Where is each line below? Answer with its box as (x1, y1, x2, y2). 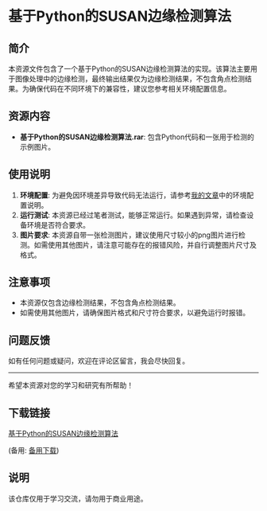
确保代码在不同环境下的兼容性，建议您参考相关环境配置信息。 (29, 84, 231, 93)
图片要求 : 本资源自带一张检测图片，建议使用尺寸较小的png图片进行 (19, 230, 239, 240)
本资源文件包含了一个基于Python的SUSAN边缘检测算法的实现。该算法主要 (8, 64, 251, 73)
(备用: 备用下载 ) (8, 446, 60, 455)
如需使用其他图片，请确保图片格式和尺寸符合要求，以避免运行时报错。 (19, 308, 250, 318)
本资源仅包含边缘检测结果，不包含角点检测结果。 (19, 298, 180, 307)
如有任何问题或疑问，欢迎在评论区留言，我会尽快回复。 (8, 356, 189, 366)
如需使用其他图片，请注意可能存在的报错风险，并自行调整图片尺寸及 (33, 240, 257, 249)
